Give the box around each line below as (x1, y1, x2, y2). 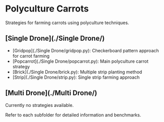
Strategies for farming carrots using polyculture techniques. (5, 20, 129, 26)
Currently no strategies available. (5, 102, 74, 108)
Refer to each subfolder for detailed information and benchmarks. (5, 111, 141, 118)
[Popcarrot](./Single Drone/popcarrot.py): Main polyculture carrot (12, 58, 149, 64)
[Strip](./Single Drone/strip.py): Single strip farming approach (12, 74, 140, 80)
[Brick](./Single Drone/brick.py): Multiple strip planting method (12, 69, 142, 75)
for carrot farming (12, 53, 50, 59)
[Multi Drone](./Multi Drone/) (5, 89, 98, 97)
